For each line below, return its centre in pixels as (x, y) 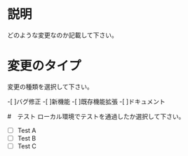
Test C (27, 146)
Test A (27, 130)
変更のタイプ (45, 66)
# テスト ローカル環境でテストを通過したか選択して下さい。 (96, 116)
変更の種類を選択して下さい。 (50, 86)
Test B (27, 138)
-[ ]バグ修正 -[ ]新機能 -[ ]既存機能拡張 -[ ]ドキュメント (87, 101)
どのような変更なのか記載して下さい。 (62, 35)
